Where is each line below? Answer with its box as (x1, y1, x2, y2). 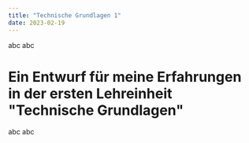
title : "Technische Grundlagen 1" (8, 11, 122, 20)
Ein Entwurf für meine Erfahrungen (8, 68, 242, 86)
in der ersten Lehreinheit (8, 84, 173, 102)
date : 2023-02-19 (8, 19, 65, 27)
